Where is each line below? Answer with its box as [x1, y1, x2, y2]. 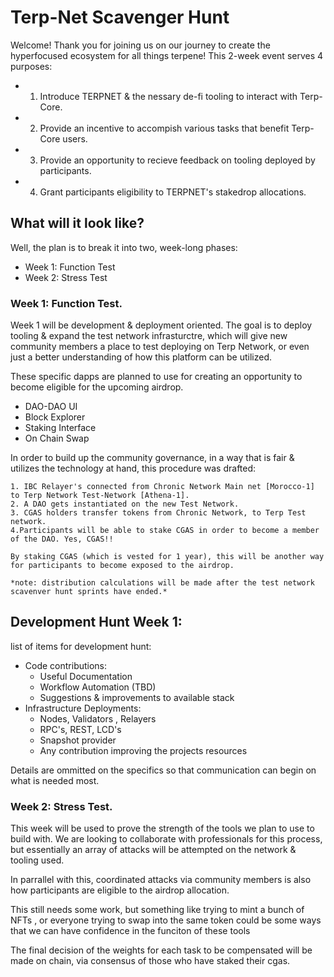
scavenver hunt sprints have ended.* [10, 587, 168, 597]
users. [62, 132, 88, 145]
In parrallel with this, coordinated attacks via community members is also [10, 874, 312, 886]
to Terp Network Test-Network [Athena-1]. [10, 491, 190, 501]
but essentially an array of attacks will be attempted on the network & [10, 844, 297, 856]
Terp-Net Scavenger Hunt [10, 6, 230, 29]
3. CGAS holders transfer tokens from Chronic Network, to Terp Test [10, 508, 307, 518]
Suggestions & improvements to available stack [39, 691, 235, 703]
